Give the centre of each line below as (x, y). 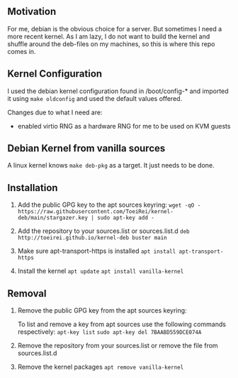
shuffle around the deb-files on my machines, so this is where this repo (111, 44)
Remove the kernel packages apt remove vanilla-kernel (101, 367)
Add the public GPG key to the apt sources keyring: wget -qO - (109, 205)
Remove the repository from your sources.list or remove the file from (118, 346)
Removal (27, 293)
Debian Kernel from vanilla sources (86, 148)
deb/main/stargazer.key (53, 218)
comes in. (22, 51)
